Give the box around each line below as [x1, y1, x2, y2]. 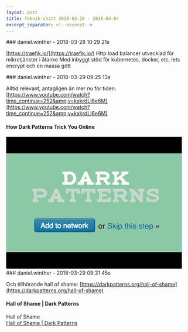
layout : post [6, 9, 38, 15]
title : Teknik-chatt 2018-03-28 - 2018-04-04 [6, 15, 119, 22]
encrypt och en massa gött [6, 62, 71, 70]
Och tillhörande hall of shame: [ [6, 280, 82, 287]
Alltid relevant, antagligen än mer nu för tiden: [6, 85, 117, 92]
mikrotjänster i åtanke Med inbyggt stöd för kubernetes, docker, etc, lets [6, 56, 180, 63]
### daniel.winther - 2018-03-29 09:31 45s [6, 269, 111, 276]
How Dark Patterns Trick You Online [6, 123, 95, 130]
